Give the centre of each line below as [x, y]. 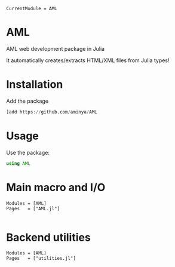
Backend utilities [48, 237]
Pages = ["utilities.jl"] [41, 259]
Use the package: [28, 152]
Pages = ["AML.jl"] [33, 208]
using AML [19, 163]
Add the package [27, 101]
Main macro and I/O [56, 187]
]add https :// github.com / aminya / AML [52, 112]
